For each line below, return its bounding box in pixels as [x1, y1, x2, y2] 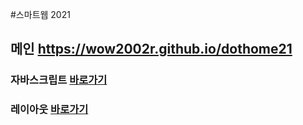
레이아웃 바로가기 [10, 103, 89, 117]
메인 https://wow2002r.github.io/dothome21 [10, 41, 293, 58]
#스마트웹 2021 [10, 9, 71, 20]
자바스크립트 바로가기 [10, 73, 108, 87]
